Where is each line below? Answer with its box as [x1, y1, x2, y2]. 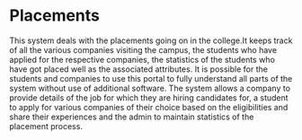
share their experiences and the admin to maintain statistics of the [9, 111, 254, 122]
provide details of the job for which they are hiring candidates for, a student [9, 92, 289, 103]
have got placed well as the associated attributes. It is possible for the [9, 64, 268, 74]
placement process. [9, 120, 84, 131]
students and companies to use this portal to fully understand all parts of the [9, 73, 293, 83]
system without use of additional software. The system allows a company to [9, 83, 290, 93]
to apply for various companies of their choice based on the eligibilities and [9, 101, 289, 112]
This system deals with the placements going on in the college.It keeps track [9, 35, 293, 46]
